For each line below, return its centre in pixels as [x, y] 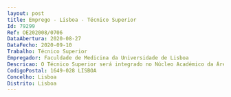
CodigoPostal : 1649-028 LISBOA [52, 70]
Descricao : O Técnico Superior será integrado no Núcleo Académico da [110, 64]
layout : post [26, 13]
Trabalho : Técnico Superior [47, 52]
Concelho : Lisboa [32, 77]
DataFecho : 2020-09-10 [40, 45]
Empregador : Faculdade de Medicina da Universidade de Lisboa [98, 58]
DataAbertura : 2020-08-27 [44, 39]
